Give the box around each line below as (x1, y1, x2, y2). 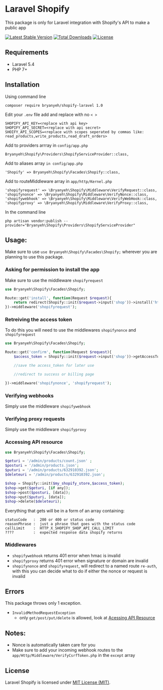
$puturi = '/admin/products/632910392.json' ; (5, 468, 98, 473)
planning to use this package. (5, 254, 64, 260)
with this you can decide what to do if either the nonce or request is (12, 568, 147, 574)
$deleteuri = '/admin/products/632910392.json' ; (5, 472, 105, 477)
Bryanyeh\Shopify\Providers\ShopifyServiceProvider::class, (5, 152, 130, 157)
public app (5, 24, 27, 30)
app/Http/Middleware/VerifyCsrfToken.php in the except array (12, 652, 135, 658)
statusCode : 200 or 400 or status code (5, 517, 95, 522)
